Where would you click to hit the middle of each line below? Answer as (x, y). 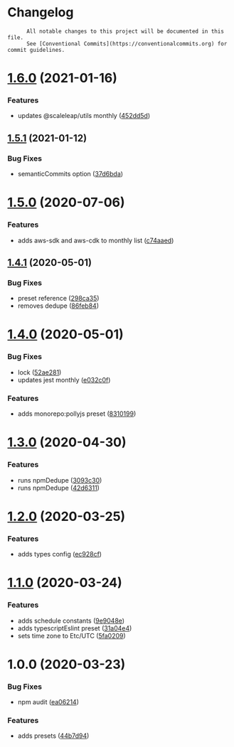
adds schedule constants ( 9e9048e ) (71, 620)
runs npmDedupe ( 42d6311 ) (58, 488)
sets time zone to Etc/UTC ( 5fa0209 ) (71, 635)
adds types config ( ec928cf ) (59, 554)
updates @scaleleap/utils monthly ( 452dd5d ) (84, 116)
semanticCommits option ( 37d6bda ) (70, 174)
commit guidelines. (36, 50)
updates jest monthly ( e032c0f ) (64, 380)
